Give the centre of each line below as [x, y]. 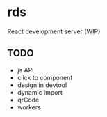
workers [29, 107]
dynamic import [40, 92]
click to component [45, 77]
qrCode [28, 100]
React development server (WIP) [54, 31]
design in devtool [42, 85]
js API [25, 70]
